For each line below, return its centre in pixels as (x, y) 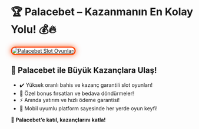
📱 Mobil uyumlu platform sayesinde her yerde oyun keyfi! (88, 108)
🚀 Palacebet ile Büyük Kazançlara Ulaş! (84, 71)
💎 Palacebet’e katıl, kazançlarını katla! (58, 120)
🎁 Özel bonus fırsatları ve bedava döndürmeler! (77, 93)
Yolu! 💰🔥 (34, 30)
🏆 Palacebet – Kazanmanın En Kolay (102, 12)
